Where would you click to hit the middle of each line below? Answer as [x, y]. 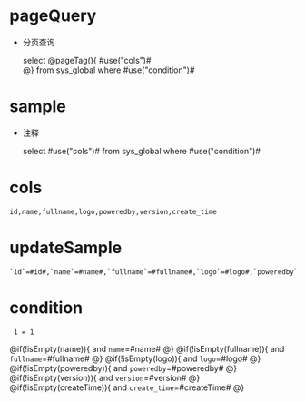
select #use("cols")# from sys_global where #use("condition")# [142, 151]
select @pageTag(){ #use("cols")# [87, 60]
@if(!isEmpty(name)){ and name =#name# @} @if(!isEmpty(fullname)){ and [147, 348]
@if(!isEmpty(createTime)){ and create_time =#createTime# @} [127, 387]
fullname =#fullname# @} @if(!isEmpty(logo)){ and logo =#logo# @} [135, 358]
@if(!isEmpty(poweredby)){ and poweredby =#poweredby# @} [123, 368]
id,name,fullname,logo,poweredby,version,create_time [113, 211]
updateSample [66, 248]
